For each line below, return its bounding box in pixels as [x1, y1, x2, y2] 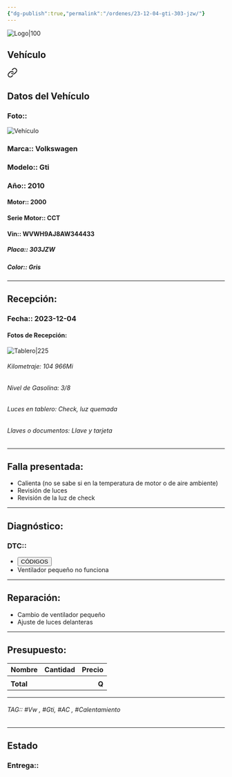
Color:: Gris [7, 263, 41, 271]
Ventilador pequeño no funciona [17, 566, 109, 574]
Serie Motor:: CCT [7, 214, 61, 222]
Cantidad [44, 665, 76, 674]
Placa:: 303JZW [7, 246, 55, 254]
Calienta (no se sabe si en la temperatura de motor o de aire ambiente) [17, 479, 219, 487]
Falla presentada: [7, 460, 84, 473]
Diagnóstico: [7, 520, 64, 532]
